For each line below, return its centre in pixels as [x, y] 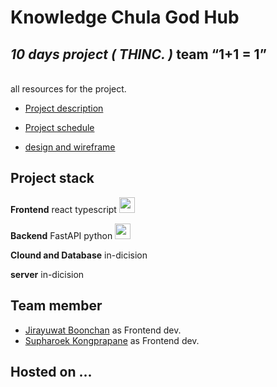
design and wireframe [70, 147]
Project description [64, 108]
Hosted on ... [51, 372]
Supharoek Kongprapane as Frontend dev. [112, 340]
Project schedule [59, 127]
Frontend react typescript [63, 209]
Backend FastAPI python [61, 235]
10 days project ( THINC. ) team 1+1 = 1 [135, 54]
